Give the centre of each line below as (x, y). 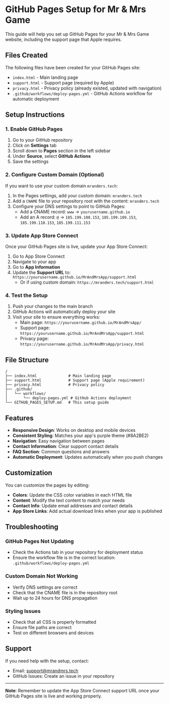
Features (19, 418)
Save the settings (30, 162)
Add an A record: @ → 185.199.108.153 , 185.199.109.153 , (78, 217)
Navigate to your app (34, 262)
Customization (29, 473)
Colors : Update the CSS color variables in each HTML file (72, 495)
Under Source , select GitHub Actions (52, 156)
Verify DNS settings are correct (45, 587)
